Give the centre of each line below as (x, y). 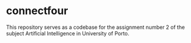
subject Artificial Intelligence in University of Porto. (68, 33)
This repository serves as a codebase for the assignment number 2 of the (95, 27)
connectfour (37, 11)
